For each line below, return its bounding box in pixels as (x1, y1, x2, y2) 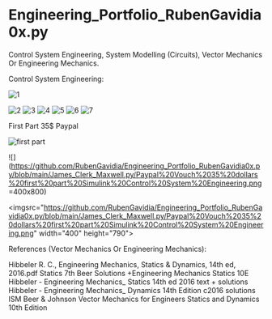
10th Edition (8, 302, 48, 313)
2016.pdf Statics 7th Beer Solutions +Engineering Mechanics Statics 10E (8, 268, 249, 278)
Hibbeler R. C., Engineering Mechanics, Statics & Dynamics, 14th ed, (8, 259, 236, 269)
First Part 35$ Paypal (8, 121, 79, 130)
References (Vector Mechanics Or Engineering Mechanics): (8, 244, 206, 253)
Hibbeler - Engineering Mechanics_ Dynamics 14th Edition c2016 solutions (8, 285, 257, 295)
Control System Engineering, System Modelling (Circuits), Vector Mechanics (8, 49, 263, 59)
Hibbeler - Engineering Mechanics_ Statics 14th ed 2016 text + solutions (8, 277, 249, 287)
